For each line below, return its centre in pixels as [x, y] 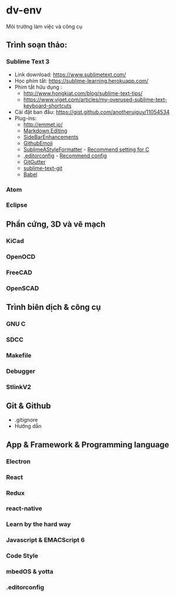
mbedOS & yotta [30, 572]
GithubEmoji [38, 143]
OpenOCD [21, 257]
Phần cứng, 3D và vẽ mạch [56, 224]
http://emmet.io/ [43, 124]
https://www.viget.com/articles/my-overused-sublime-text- [95, 99]
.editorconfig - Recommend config [65, 156]
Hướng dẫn [28, 426]
